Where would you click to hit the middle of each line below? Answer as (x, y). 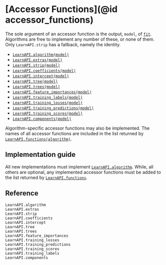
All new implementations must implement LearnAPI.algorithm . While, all (79, 166)
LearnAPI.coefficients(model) (44, 71)
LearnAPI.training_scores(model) (48, 113)
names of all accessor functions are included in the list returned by (74, 133)
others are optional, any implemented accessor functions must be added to (83, 172)
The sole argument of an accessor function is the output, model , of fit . (78, 34)
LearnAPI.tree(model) (35, 81)
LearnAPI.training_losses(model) (48, 103)
